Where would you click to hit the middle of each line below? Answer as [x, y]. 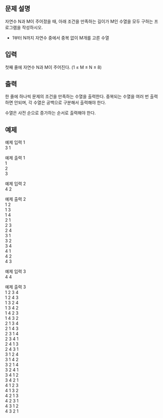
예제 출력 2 [15, 199]
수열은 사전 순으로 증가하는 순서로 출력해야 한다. [51, 113]
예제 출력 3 [16, 287]
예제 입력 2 [15, 184]
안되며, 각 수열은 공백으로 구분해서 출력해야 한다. [60, 103]
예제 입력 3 [16, 272]
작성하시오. [32, 27]
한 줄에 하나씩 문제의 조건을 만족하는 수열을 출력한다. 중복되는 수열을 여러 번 [77, 97]
